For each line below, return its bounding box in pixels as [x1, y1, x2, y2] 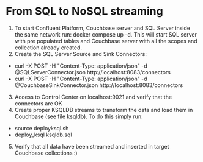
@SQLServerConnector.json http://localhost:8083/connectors [14, 68, 171, 76]
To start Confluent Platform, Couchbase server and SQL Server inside [14, 24, 191, 32]
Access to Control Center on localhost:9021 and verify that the [14, 93, 172, 100]
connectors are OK [14, 99, 62, 107]
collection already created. [14, 44, 83, 51]
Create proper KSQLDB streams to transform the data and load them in [14, 106, 193, 113]
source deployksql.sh [14, 124, 69, 132]
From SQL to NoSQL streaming [6, 4, 163, 18]
